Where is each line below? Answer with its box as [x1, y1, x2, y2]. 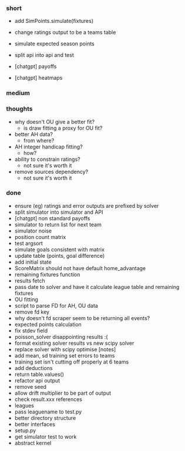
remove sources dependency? [14, 168, 89, 175]
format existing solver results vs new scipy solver [14, 339, 134, 346]
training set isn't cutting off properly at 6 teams [14, 358, 129, 365]
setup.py [14, 427, 36, 434]
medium [6, 89, 31, 97]
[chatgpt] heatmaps [14, 75, 63, 82]
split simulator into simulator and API [14, 208, 103, 216]
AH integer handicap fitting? [14, 143, 83, 150]
